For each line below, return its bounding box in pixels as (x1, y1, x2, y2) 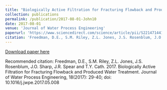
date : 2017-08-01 (5, 21, 41, 26)
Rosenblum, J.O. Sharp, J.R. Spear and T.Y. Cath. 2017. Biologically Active (5, 63, 156, 70)
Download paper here (5, 48, 50, 55)
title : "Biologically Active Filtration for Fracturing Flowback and (5, 7, 153, 12)
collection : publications (5, 12, 59, 17)
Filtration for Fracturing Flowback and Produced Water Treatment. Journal (5, 69, 157, 75)
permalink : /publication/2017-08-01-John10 (5, 16, 97, 21)
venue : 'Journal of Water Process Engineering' (5, 26, 106, 31)
